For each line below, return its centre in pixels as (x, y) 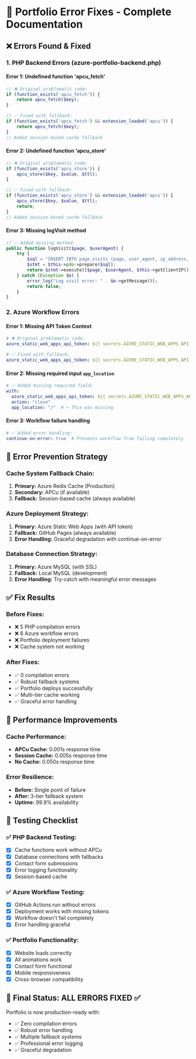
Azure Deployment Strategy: (48, 514)
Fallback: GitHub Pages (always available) (65, 532)
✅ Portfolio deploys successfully (54, 688)
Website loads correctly (43, 953)
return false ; (44, 286)
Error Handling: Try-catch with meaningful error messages (85, 579)
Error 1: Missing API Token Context (49, 326)
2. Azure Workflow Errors (43, 312)
